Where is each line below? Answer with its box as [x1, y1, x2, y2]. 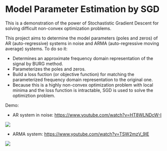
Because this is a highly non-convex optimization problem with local [12, 81, 153, 88]
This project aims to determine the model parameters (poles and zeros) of [5, 35, 158, 41]
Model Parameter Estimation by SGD [5, 3, 159, 15]
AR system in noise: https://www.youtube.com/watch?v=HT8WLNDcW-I [12, 111, 162, 118]
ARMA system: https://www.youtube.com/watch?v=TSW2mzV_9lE [12, 131, 149, 137]
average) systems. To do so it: [5, 45, 68, 51]
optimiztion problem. [12, 92, 56, 98]
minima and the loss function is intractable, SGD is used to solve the [12, 87, 153, 93]
